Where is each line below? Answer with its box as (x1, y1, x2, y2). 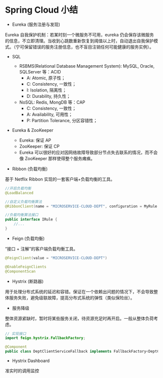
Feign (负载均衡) (12, 235, 45, 241)
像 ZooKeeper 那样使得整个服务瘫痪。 (19, 155, 96, 161)
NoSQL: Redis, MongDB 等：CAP (19, 99, 86, 105)
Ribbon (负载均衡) (12, 166, 48, 172)
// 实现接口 (5, 331, 27, 336)
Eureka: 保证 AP (19, 137, 51, 143)
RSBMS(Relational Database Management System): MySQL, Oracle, (19, 63, 155, 69)
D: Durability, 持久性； (26, 93, 71, 99)
